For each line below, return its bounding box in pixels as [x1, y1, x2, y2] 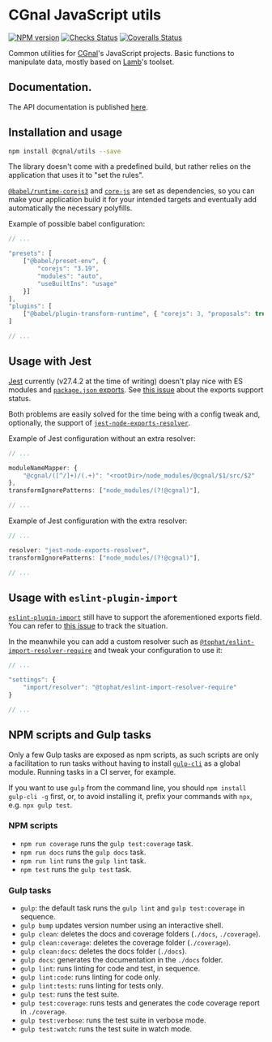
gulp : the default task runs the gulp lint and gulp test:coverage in [19, 903, 245, 913]
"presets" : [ [8, 249, 53, 257]
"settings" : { [8, 676, 57, 684]
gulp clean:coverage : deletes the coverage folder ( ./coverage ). [19, 938, 232, 948]
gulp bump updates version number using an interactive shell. [19, 920, 224, 931]
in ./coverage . [19, 1007, 67, 1017]
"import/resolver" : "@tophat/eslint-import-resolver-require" [23, 684, 237, 692]
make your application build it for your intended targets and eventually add [8, 195, 257, 205]
